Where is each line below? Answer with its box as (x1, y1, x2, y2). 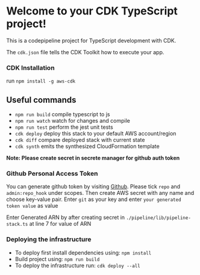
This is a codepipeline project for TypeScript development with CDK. (6, 37, 177, 44)
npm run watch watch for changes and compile (14, 117, 131, 125)
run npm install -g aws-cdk (6, 77, 76, 85)
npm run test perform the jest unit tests (14, 123, 113, 131)
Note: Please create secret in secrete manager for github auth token (6, 155, 180, 162)
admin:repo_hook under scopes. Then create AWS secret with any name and (6, 190, 195, 197)
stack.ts (6, 221, 28, 227)
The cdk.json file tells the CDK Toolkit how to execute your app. (6, 48, 164, 55)
